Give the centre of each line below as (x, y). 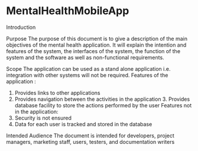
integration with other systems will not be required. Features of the (87, 75)
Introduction (21, 27)
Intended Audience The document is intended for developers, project (90, 135)
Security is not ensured (43, 118)
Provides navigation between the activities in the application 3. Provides (102, 99)
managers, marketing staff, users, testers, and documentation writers (90, 142)
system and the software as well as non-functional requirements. (85, 57)
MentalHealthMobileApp (68, 11)
